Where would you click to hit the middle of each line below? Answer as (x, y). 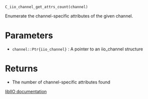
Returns (21, 69)
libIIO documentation (26, 91)
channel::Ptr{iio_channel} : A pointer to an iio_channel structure (77, 49)
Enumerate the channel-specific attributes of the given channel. (69, 16)
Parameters (29, 36)
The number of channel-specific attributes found (61, 82)
